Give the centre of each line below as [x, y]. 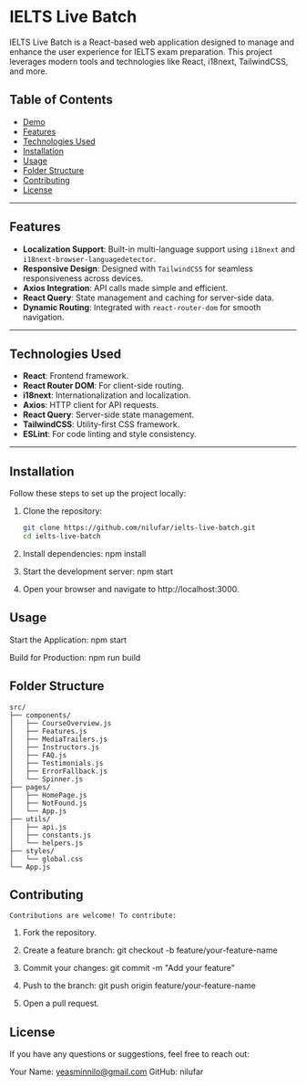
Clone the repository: [62, 511]
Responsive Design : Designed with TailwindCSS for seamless [138, 268]
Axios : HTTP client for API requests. [91, 405]
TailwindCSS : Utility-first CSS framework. [101, 424]
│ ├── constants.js [51, 835]
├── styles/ [32, 851]
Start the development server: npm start [98, 571]
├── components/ [40, 715]
